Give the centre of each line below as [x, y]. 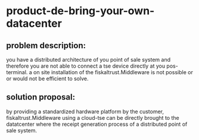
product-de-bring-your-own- [80, 11]
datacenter [34, 23]
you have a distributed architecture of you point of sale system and [88, 60]
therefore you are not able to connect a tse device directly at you [86, 66]
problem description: [46, 45]
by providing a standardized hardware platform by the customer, [85, 112]
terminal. [17, 72]
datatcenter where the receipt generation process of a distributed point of [97, 124]
